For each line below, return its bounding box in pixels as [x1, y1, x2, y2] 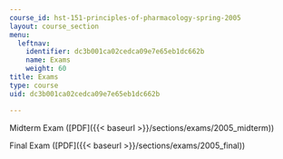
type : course [9, 81, 59, 90]
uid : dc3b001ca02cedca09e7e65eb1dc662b [9, 89, 161, 98]
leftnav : [17, 38, 51, 48]
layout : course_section [9, 22, 100, 31]
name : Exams [25, 55, 71, 65]
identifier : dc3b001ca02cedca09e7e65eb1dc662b [25, 47, 205, 56]
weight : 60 [25, 65, 67, 74]
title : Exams [9, 73, 59, 82]
